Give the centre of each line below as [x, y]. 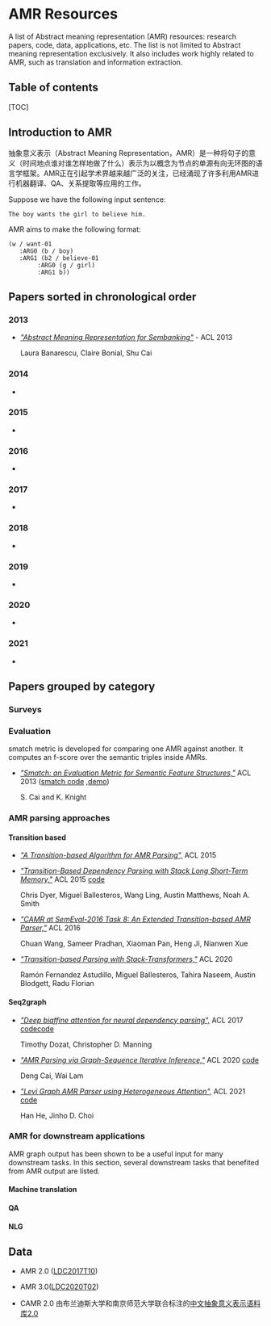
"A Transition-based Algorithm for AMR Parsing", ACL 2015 [118, 855]
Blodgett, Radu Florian [57, 984]
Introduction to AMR [60, 133]
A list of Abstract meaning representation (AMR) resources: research [122, 36]
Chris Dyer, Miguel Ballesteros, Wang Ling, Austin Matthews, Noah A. [135, 895]
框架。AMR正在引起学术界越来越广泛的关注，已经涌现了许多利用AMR [137, 173]
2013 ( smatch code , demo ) [65, 782]
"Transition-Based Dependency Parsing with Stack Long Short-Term [134, 871]
